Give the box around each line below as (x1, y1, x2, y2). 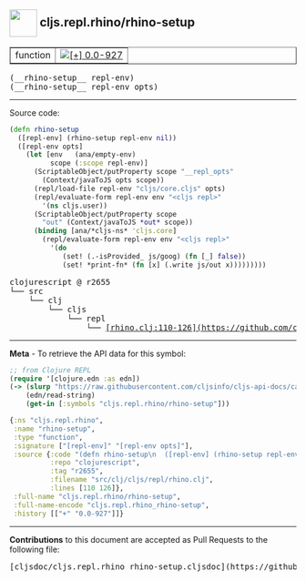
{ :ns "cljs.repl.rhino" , (9, 416, 104, 425)
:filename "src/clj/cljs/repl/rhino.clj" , (49, 475, 214, 484)
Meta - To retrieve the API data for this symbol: (9, 348, 187, 359)
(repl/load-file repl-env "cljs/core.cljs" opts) (33, 184, 226, 193)
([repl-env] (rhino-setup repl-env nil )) (17, 133, 178, 142)
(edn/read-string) (25, 391, 96, 401)
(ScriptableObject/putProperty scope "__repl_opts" (33, 168, 234, 177)
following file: (9, 544, 60, 555)
